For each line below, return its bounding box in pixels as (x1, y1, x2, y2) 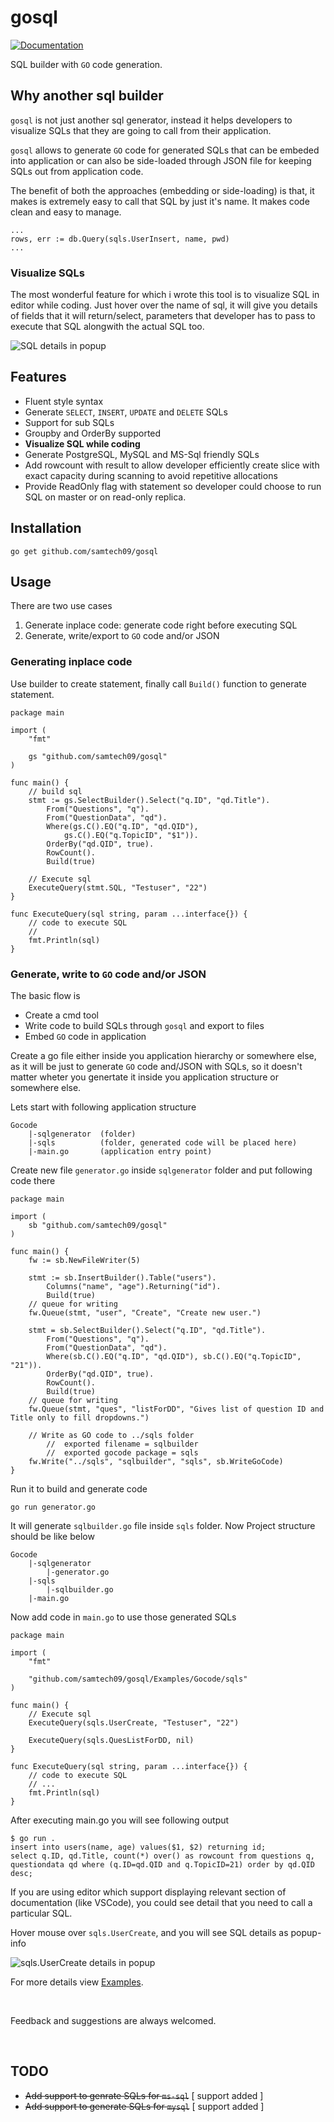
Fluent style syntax (24, 395, 104, 407)
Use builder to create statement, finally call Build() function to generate (10, 677, 307, 690)
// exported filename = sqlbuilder (46, 1439, 199, 1450)
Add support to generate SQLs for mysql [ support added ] (24, 2100, 265, 2112)
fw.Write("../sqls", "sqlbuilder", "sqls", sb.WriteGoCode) (28, 1457, 284, 1467)
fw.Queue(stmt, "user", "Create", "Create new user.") (28, 1308, 262, 1318)
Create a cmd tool (24, 1009, 99, 1021)
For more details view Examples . (10, 1976, 144, 1988)
